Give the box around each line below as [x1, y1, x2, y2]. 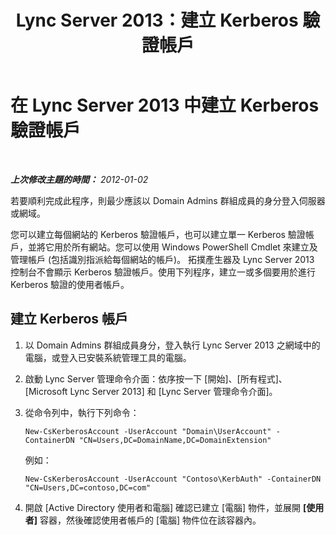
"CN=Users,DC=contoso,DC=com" [24, 482, 152, 493]
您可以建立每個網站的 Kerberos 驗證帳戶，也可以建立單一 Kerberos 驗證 [10, 228, 306, 240]
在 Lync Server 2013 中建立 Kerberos [10, 94, 320, 117]
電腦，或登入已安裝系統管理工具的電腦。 [24, 351, 192, 363]
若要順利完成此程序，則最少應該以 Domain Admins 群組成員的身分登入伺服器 [10, 194, 326, 206]
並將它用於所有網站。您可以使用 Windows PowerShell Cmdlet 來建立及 [27, 241, 318, 253]
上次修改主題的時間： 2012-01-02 [10, 173, 149, 185]
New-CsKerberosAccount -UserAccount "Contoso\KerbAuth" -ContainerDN [24, 474, 322, 484]
